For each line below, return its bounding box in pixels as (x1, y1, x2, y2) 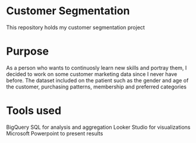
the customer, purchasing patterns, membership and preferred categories (6, 83, 187, 90)
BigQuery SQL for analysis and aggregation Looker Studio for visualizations (6, 123, 191, 131)
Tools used (6, 104, 62, 117)
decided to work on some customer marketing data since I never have (6, 70, 178, 78)
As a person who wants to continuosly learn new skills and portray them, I (6, 64, 187, 71)
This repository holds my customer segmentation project (6, 24, 146, 31)
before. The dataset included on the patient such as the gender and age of (6, 77, 189, 84)
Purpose (6, 45, 49, 58)
